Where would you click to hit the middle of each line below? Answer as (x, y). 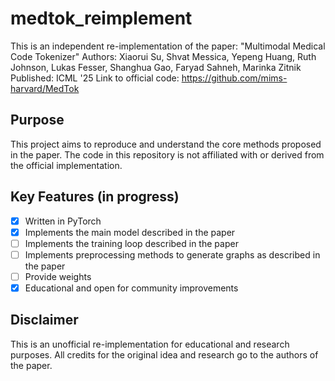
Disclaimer (44, 320)
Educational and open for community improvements (131, 288)
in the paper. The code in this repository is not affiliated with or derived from (167, 154)
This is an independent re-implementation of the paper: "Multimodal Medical (168, 46)
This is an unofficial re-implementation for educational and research (150, 344)
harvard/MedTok (45, 88)
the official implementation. (66, 165)
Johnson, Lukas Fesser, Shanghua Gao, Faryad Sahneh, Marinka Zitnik (156, 67)
